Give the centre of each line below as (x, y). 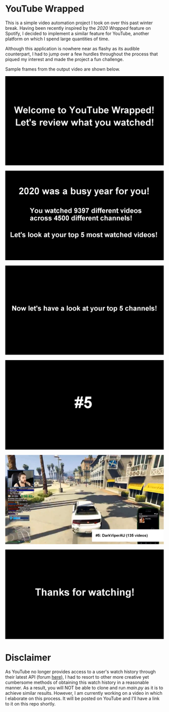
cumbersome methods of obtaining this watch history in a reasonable (77, 682)
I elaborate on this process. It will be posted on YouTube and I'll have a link (82, 698)
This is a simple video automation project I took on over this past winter (79, 23)
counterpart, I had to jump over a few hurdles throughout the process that (81, 54)
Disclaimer (28, 658)
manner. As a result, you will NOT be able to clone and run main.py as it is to (84, 688)
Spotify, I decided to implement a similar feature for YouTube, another (77, 33)
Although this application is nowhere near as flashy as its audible (72, 48)
